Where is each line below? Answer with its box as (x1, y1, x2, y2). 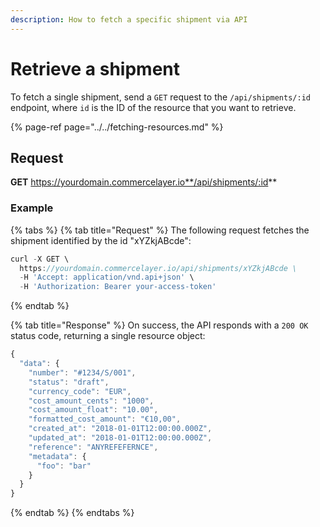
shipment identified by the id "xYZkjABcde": (10, 234, 192, 246)
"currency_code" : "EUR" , (28, 386, 132, 396)
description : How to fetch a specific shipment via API (10, 14, 248, 25)
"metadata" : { (28, 451, 87, 461)
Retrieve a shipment (10, 57, 181, 80)
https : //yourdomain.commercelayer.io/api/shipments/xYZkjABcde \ (19, 263, 298, 273)
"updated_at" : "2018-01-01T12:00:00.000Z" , (28, 433, 213, 443)
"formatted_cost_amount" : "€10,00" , (28, 414, 182, 425)
